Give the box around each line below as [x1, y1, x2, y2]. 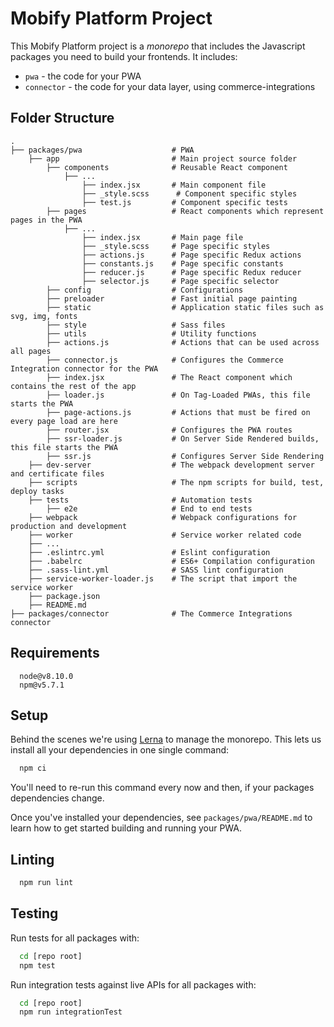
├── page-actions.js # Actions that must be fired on [46, 407, 311, 417]
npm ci [19, 763, 47, 774]
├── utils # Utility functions [46, 328, 257, 339]
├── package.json [28, 591, 101, 601]
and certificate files [10, 468, 105, 479]
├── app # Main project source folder [28, 153, 298, 164]
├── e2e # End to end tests [46, 503, 253, 514]
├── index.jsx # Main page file [81, 232, 244, 242]
